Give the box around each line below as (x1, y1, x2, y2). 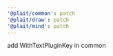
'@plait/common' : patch (7, 10, 76, 17)
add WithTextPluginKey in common (7, 42, 106, 50)
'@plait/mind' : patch (7, 23, 70, 29)
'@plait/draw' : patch (7, 16, 70, 23)
